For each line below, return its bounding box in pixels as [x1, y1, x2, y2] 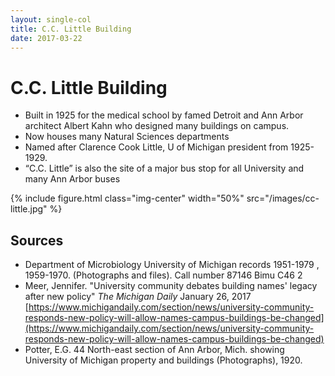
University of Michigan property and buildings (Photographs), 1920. [24, 354, 303, 366]
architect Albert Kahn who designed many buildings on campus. [24, 120, 290, 132]
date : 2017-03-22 [10, 33, 83, 43]
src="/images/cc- [246, 192, 320, 205]
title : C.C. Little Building [10, 24, 132, 34]
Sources [10, 232, 64, 249]
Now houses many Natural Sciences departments [24, 131, 230, 143]
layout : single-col [10, 14, 92, 25]
